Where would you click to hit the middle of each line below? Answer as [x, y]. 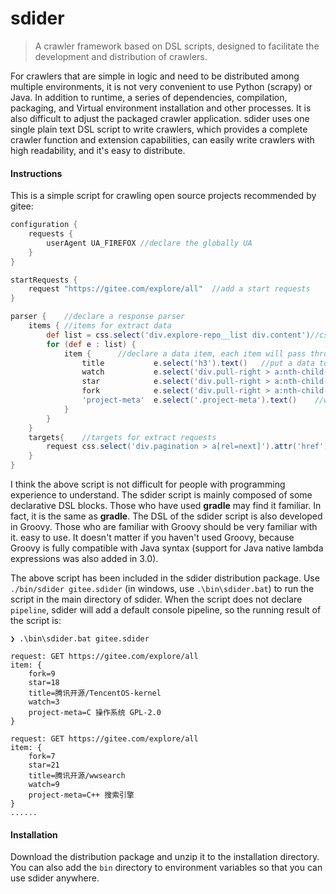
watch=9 [44, 785]
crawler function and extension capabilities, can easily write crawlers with [162, 139]
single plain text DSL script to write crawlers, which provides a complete [159, 129]
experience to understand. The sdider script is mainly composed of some [161, 495]
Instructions [36, 173]
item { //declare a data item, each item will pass [185, 353]
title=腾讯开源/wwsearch [77, 776]
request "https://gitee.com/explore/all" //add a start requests [169, 289]
